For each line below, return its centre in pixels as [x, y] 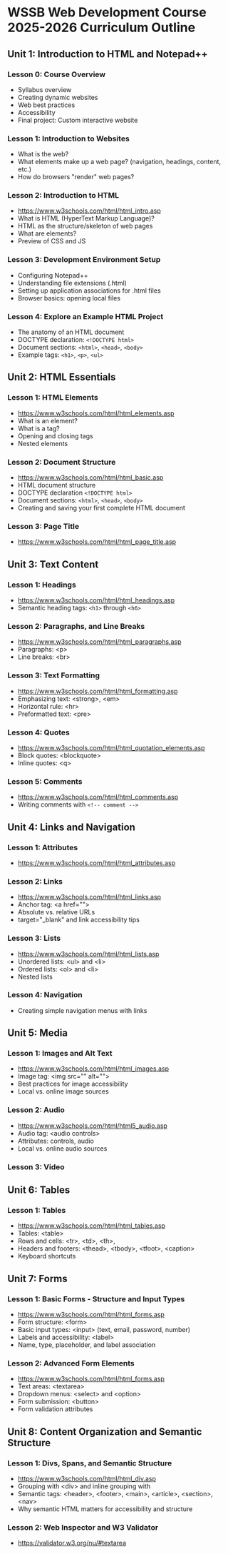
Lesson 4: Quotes [38, 732]
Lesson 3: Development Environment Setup [84, 260]
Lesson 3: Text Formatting [54, 675]
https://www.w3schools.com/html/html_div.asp [87, 1479]
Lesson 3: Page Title [43, 526]
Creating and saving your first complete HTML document [101, 508]
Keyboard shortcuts [47, 1256]
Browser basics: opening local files [69, 298]
